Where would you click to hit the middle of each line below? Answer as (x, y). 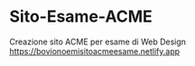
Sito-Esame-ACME (81, 17)
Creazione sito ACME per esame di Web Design (98, 42)
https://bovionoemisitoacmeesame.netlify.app (95, 51)
